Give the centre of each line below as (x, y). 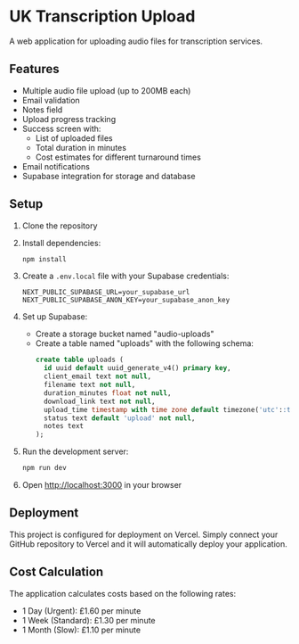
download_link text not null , (99, 401)
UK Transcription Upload (102, 17)
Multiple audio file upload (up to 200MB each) (106, 90)
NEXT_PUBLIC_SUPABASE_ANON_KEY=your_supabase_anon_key (126, 301)
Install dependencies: (61, 243)
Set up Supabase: (55, 317)
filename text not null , (89, 385)
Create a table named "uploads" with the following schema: (144, 343)
